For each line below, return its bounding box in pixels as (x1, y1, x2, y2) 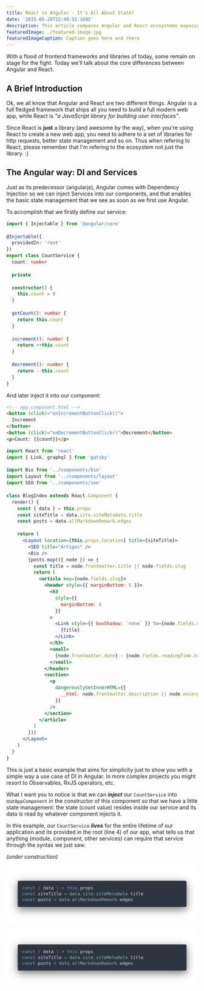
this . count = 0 (17, 291, 56, 297)
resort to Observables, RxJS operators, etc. (6, 779, 115, 786)
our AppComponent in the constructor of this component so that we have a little (6, 797, 198, 804)
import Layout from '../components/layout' (6, 473, 118, 479)
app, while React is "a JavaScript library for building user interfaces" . (6, 112, 180, 120)
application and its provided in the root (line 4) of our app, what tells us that (6, 828, 195, 836)
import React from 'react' (6, 448, 75, 454)
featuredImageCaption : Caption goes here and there (6, 35, 140, 42)
